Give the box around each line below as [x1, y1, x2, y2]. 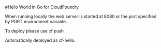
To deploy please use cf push [5, 28, 64, 33]
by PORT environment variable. [5, 19, 67, 24]
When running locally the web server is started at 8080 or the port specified [5, 14, 157, 19]
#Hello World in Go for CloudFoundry [5, 4, 79, 10]
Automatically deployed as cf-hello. [5, 37, 76, 43]
